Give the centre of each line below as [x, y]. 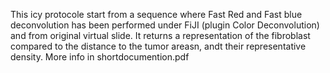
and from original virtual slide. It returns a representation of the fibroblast [160, 35]
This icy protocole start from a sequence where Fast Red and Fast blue [156, 14]
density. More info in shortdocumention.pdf [100, 57]
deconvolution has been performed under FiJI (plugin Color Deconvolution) [165, 25]
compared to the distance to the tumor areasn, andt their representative [158, 46]
